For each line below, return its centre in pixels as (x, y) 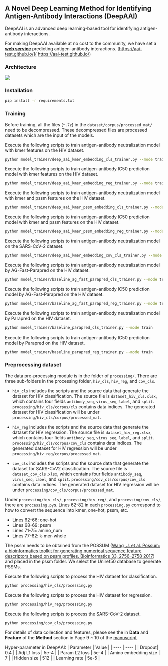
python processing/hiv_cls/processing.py (49, 585)
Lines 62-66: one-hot (34, 520)
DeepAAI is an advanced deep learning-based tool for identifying (72, 28)
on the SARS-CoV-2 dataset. (34, 246)
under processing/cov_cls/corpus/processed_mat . (63, 490)
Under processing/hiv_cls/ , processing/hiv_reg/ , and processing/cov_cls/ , (84, 499)
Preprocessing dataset (33, 365)
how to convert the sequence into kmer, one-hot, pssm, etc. (67, 510)
